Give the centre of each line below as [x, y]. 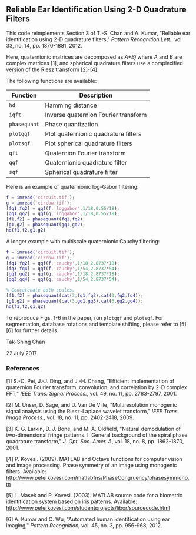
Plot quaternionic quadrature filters [93, 133]
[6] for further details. [32, 330]
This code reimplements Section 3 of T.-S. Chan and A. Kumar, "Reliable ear [98, 33]
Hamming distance [71, 105]
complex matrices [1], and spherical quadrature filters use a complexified [95, 63]
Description [96, 95]
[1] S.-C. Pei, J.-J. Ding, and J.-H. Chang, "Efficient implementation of [90, 381]
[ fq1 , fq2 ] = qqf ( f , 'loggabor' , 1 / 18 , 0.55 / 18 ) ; [63, 208]
